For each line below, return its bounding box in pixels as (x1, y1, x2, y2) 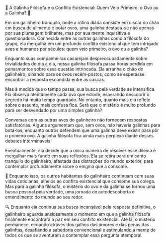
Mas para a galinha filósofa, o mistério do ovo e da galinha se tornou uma (5, 183, 156, 189)
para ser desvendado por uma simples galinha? (5, 107, 102, 113)
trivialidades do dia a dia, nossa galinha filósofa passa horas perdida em (5, 61, 153, 66)
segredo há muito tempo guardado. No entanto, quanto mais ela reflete (5, 97, 151, 103)
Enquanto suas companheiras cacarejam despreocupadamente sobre (5, 56, 148, 61)
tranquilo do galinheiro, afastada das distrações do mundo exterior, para (5, 158, 153, 164)
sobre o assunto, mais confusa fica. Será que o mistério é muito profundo (5, 102, 156, 108)
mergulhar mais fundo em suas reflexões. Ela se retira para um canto (5, 153, 147, 159)
